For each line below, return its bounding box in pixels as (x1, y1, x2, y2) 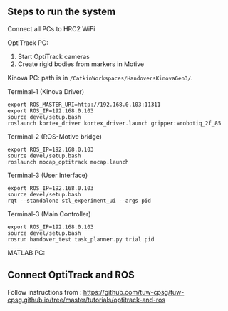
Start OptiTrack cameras (17, 52, 90, 60)
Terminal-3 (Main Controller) (7, 209, 91, 218)
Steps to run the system (7, 6, 116, 18)
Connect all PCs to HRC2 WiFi (7, 24, 95, 33)
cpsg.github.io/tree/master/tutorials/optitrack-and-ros (7, 295, 166, 304)
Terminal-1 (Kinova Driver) (7, 87, 84, 95)
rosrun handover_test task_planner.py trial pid (7, 236, 155, 243)
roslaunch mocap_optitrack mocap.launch (7, 158, 130, 166)
